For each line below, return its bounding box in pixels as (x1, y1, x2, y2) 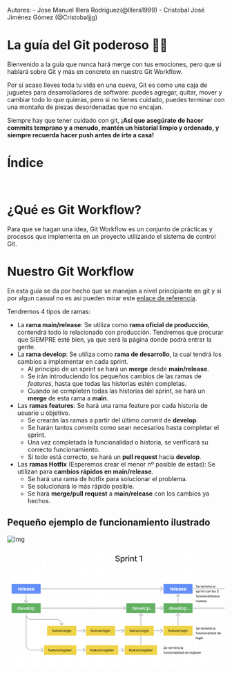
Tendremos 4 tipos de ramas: (7, 307, 91, 315)
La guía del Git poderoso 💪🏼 (7, 37, 168, 53)
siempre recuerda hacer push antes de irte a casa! (7, 130, 154, 139)
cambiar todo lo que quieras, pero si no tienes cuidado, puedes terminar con (7, 95, 225, 104)
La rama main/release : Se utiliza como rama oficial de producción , (17, 320, 210, 329)
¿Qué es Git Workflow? (7, 202, 142, 218)
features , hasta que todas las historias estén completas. (27, 379, 187, 387)
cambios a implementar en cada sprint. (17, 357, 129, 365)
